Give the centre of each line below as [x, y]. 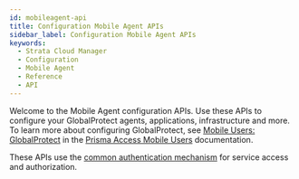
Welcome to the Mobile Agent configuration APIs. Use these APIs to [136, 110]
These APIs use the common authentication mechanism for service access [149, 157]
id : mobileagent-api [48, 18]
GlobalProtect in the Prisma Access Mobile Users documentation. [131, 139]
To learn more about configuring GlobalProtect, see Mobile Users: [132, 130]
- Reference [40, 77]
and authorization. [43, 166]
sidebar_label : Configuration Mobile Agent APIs [103, 34]
